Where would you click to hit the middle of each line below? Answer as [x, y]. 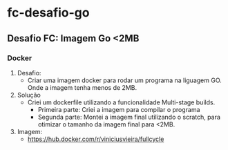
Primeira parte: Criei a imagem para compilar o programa [119, 109]
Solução [29, 95]
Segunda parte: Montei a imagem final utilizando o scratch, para [129, 117]
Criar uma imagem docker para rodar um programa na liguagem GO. [125, 80]
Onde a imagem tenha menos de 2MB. [82, 87]
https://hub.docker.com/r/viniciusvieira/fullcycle [96, 139]
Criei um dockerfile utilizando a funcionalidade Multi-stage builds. [121, 102]
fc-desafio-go [48, 13]
